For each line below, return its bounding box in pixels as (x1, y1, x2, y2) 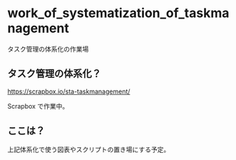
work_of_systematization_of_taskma (7, 5, 230, 21)
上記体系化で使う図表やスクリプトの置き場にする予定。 (7, 145, 170, 154)
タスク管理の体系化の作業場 (7, 44, 89, 53)
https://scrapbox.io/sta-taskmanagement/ (7, 87, 130, 96)
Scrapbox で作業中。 (7, 101, 69, 110)
